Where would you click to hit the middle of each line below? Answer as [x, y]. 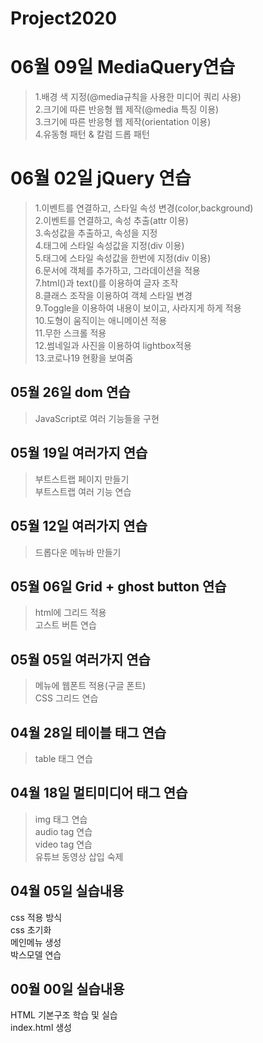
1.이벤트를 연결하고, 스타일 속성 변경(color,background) [144, 208]
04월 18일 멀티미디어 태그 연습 [99, 793]
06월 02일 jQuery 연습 [101, 178]
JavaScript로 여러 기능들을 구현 [97, 418]
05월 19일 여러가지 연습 [79, 453]
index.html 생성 [41, 1028]
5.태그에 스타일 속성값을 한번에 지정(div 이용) [123, 258]
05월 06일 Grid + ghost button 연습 [118, 586]
